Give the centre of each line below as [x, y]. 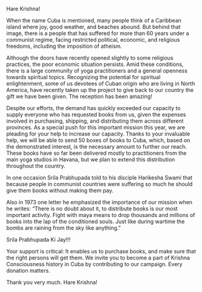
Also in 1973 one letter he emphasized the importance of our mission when [99, 202]
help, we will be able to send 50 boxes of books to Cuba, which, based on [98, 140]
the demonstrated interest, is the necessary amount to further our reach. [97, 147]
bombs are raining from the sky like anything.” [64, 228]
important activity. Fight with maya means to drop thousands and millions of [101, 215]
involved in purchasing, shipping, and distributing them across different [95, 121]
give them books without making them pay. [60, 190]
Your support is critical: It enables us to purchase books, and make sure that [101, 251]
